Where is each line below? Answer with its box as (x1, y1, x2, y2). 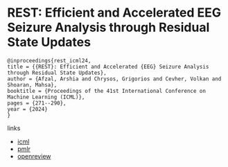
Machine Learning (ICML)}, (7, 94, 85, 100)
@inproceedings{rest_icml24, (7, 57, 91, 64)
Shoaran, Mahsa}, (7, 81, 58, 88)
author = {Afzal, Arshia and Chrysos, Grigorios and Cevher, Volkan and (7, 75, 222, 82)
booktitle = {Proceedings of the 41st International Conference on (7, 87, 207, 94)
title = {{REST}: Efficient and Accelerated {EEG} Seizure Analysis (7, 63, 209, 70)
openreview (17, 152, 51, 160)
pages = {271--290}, (7, 99, 67, 107)
